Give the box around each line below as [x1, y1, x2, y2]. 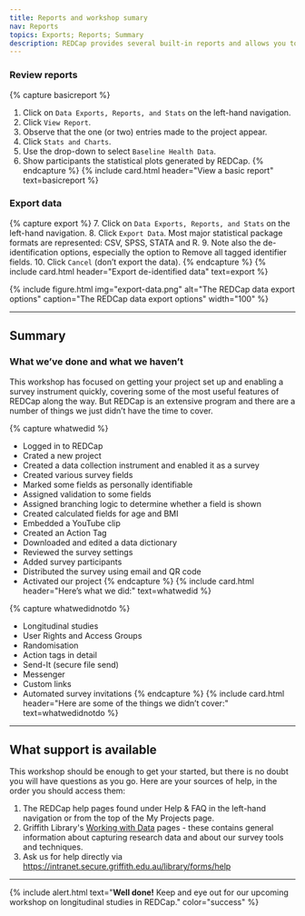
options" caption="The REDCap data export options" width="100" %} [9, 293, 270, 304]
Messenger [22, 669, 65, 680]
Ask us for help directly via [22, 851, 123, 862]
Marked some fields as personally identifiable [22, 479, 193, 490]
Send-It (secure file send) [22, 659, 120, 670]
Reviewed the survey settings [22, 546, 133, 557]
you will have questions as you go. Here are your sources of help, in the [9, 776, 278, 787]
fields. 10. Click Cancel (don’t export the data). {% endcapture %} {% [9, 256, 267, 267]
